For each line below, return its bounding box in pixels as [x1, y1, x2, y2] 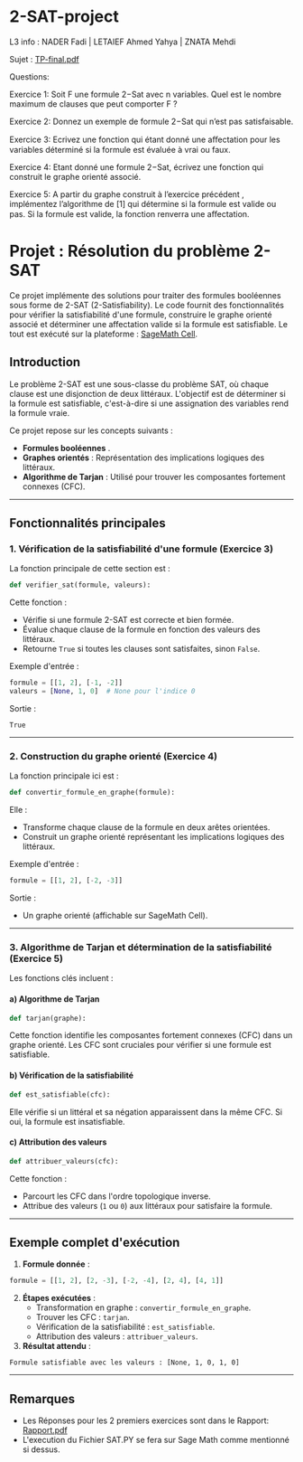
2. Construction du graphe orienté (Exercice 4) [9, 750, 218, 762]
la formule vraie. [9, 407, 70, 418]
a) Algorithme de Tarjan [9, 993, 100, 1005]
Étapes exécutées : [22, 1293, 96, 1304]
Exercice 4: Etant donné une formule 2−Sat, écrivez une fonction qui [9, 161, 264, 173]
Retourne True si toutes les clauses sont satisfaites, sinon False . [22, 644, 261, 655]
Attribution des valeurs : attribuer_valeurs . [35, 1331, 198, 1342]
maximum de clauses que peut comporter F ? [9, 98, 178, 109]
